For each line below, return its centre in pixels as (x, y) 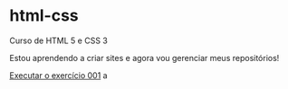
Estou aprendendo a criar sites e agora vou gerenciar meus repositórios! (144, 58)
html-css (44, 16)
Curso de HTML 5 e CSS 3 (59, 40)
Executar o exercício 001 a (58, 75)
